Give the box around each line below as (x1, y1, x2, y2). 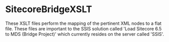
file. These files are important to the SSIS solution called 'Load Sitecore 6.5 (5, 25, 162, 31)
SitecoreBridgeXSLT (5, 4, 92, 15)
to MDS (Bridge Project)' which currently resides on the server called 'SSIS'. (5, 31, 164, 37)
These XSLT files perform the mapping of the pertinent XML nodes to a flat (5, 20, 162, 26)
